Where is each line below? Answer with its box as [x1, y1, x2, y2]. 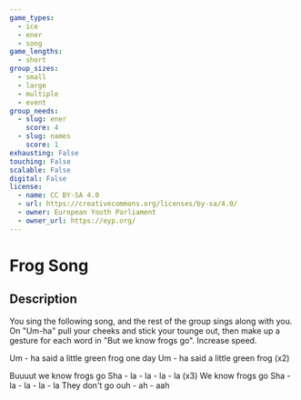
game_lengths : [9, 47, 64, 56]
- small [17, 73, 47, 82]
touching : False [9, 156, 71, 166]
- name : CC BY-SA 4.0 [17, 191, 100, 200]
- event [17, 97, 47, 107]
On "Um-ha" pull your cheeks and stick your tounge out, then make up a [9, 325, 280, 336]
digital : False [9, 174, 67, 183]
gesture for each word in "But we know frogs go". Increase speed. [9, 335, 257, 345]
